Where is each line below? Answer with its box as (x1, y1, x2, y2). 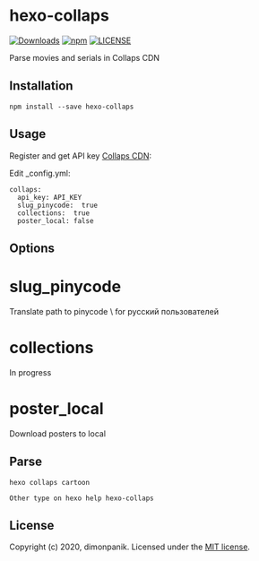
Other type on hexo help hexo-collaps (9, 494, 154, 503)
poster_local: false (17, 216, 94, 225)
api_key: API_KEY (17, 193, 82, 202)
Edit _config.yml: (9, 168, 71, 178)
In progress (9, 367, 52, 377)
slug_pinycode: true (17, 201, 99, 210)
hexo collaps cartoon (9, 478, 91, 487)
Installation (9, 78, 73, 94)
